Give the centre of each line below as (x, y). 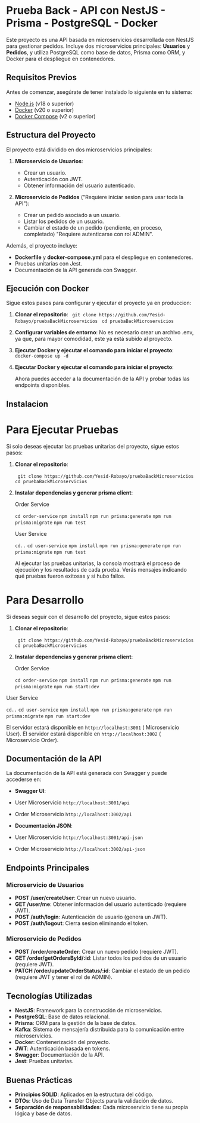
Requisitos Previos (42, 77)
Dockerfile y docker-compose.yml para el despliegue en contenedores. (104, 257)
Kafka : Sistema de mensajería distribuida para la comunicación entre (99, 1030)
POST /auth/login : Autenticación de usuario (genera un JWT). (91, 917)
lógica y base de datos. (43, 1113)
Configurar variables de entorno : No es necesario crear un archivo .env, (104, 332)
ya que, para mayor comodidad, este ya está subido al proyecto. (93, 339)
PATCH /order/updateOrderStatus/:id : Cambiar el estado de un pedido (102, 971)
